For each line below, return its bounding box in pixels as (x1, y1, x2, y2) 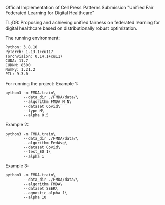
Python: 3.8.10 (5, 45, 38, 50)
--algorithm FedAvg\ (23, 140, 67, 145)
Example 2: (5, 122, 29, 127)
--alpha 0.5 (23, 113, 49, 118)
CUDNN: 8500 (5, 63, 31, 68)
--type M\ (23, 108, 44, 113)
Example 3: (5, 163, 29, 169)
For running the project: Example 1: (5, 81, 78, 86)
